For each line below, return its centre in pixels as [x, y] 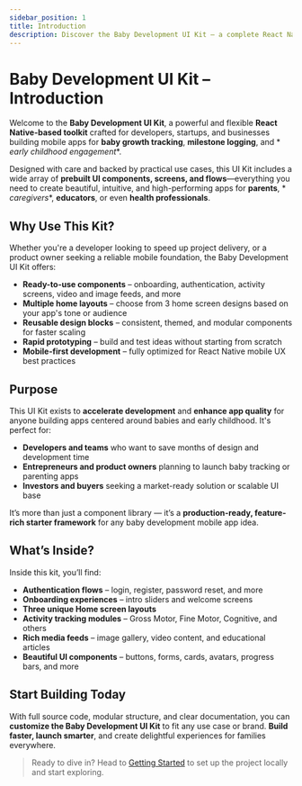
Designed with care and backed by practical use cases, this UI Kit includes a [151, 169]
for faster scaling [54, 332]
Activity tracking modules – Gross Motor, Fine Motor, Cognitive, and [150, 619]
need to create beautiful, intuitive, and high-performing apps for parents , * [148, 188]
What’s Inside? [52, 551]
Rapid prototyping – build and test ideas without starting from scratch [152, 342]
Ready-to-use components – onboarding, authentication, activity [143, 285]
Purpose [34, 389]
